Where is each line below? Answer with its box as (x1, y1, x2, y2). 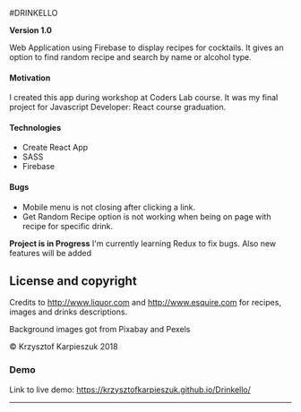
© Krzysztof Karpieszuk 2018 (9, 341, 118, 352)
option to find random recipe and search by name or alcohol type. (9, 52, 253, 62)
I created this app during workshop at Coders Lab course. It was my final (9, 92, 279, 103)
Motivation (9, 72, 51, 83)
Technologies (9, 122, 62, 133)
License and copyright (9, 273, 137, 288)
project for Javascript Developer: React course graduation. (9, 102, 227, 113)
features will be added (9, 247, 92, 258)
